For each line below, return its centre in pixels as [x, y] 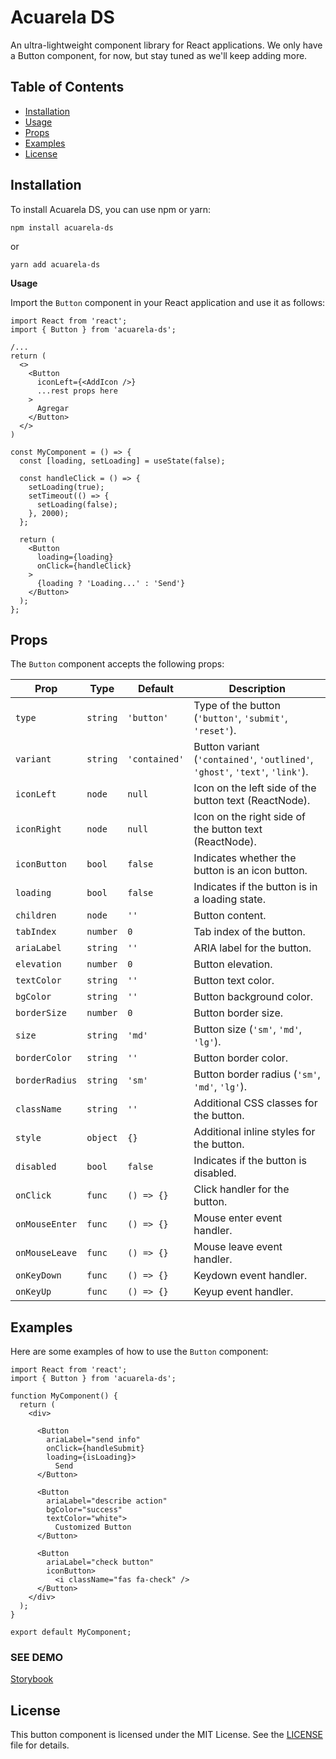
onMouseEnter [46, 1224]
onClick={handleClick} [84, 566]
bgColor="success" [84, 1510]
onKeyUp [33, 1292]
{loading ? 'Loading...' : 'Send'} [111, 583]
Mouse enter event [238, 1218]
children [36, 915]
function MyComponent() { [64, 1396]
